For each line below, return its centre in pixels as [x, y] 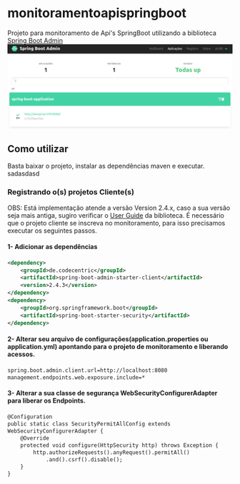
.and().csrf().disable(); [84, 460]
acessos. [21, 354]
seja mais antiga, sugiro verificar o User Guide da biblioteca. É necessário [116, 215]
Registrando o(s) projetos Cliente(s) [71, 192]
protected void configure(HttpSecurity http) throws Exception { [120, 445]
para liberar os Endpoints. [46, 400]
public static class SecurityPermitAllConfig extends [89, 424]
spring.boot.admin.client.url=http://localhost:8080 [87, 370]
